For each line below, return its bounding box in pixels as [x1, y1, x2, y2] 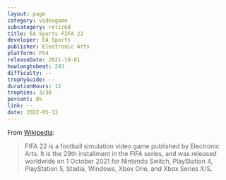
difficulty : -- [7, 69, 52, 76]
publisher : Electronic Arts [7, 43, 90, 50]
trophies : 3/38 [7, 89, 52, 96]
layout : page [7, 10, 46, 18]
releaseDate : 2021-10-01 [7, 56, 81, 64]
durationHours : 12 [7, 83, 61, 90]
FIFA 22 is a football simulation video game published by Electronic [24, 142, 220, 150]
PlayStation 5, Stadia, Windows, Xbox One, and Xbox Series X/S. [24, 164, 213, 173]
